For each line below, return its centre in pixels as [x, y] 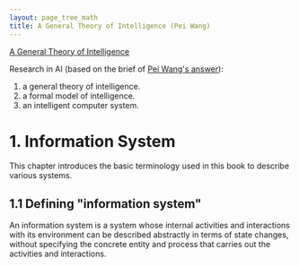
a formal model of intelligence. [79, 96]
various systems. [41, 176]
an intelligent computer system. [80, 105]
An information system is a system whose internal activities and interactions [149, 226]
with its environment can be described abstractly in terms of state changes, [149, 235]
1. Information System [92, 141]
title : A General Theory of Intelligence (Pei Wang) [110, 26]
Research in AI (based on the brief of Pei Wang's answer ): [117, 69]
